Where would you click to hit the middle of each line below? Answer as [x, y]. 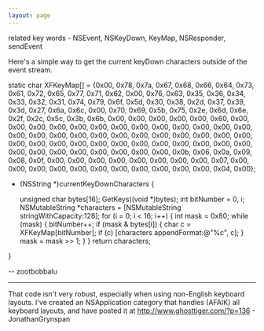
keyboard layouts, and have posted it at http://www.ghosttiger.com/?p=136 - [132, 311]
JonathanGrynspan [39, 318]
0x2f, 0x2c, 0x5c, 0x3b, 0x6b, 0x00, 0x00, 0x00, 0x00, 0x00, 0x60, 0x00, [129, 118]
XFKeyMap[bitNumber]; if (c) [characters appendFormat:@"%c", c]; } [132, 232]
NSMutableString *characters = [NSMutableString [101, 207]
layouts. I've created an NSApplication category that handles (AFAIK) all [124, 302]
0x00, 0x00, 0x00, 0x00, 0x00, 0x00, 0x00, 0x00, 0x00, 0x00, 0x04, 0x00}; [132, 168]
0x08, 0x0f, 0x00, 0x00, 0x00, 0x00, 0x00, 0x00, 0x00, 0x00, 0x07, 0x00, [129, 160]
